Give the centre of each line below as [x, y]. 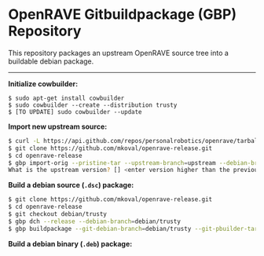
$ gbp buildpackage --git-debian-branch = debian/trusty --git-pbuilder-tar [133, 229]
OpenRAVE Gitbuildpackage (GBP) [123, 15]
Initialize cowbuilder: [43, 83]
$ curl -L [24, 141]
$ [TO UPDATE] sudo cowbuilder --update [75, 112]
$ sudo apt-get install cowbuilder [66, 98]
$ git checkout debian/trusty [58, 214]
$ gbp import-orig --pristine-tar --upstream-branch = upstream [112, 163]
